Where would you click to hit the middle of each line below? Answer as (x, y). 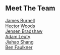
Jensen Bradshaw (24, 31)
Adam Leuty (18, 36)
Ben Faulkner (19, 47)
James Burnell (20, 20)
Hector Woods (20, 26)
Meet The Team (30, 8)
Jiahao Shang (19, 42)
